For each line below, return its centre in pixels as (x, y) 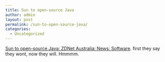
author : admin (20, 15)
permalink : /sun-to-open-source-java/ (46, 24)
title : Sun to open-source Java (40, 10)
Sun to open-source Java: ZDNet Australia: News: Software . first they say (83, 48)
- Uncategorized (27, 34)
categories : (18, 29)
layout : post (19, 19)
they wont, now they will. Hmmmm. (42, 54)
